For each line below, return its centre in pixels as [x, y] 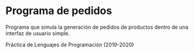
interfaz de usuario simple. [38, 33]
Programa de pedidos [59, 11]
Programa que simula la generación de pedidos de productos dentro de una [97, 27]
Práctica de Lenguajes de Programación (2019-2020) [70, 45]
